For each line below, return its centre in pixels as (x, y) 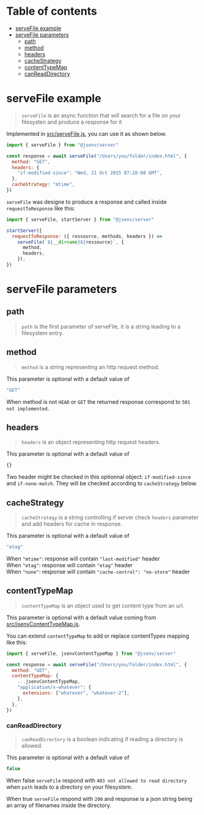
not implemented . (28, 408)
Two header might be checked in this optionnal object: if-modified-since (99, 477)
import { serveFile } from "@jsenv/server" (63, 145)
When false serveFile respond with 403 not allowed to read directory (97, 780)
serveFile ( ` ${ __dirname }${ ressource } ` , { (71, 242)
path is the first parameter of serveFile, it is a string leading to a (101, 326)
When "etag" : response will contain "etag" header (70, 565)
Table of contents (52, 11)
